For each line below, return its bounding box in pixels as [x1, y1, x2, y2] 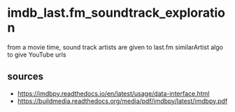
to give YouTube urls [7, 50, 66, 59]
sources [7, 71, 44, 83]
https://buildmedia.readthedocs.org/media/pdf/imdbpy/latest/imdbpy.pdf [17, 97, 228, 105]
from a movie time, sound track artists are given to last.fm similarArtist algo [7, 43, 224, 51]
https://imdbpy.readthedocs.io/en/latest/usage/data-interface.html [17, 89, 210, 97]
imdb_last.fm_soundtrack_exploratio [7, 5, 226, 21]
